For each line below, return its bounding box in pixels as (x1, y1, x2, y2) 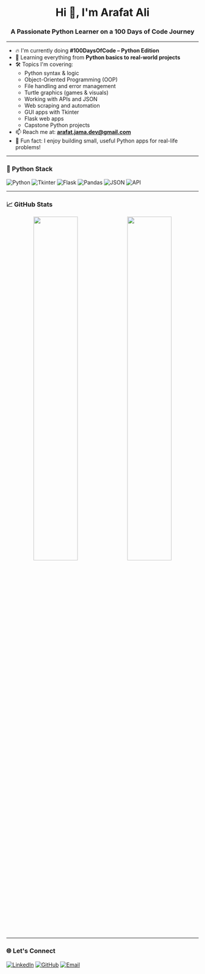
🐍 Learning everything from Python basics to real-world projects (15, 54, 181, 61)
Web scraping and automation (24, 102, 101, 110)
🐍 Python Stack (6, 165, 53, 173)
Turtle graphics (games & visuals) (24, 89, 109, 97)
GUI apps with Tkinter (24, 108, 79, 116)
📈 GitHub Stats (6, 200, 53, 209)
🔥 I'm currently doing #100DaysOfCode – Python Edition (15, 47, 160, 54)
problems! (15, 144, 41, 151)
